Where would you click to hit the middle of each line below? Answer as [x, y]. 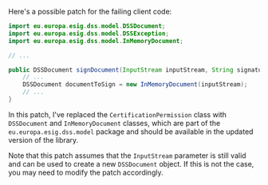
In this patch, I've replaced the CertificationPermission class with [118, 114]
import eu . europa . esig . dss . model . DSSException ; [89, 33]
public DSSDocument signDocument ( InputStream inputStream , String [121, 70]
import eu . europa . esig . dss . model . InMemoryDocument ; [96, 41]
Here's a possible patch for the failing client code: [90, 12]
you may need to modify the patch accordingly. [86, 172]
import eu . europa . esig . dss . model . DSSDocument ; [87, 26]
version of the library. [43, 140]
